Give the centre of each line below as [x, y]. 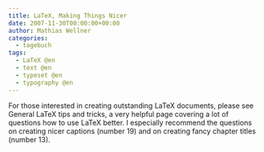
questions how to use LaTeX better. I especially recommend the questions [130, 122]
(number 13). [29, 139]
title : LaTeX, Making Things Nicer [68, 16]
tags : [17, 53]
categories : [28, 38]
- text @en [34, 68]
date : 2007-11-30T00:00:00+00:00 [64, 23]
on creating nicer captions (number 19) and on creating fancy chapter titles [132, 131]
